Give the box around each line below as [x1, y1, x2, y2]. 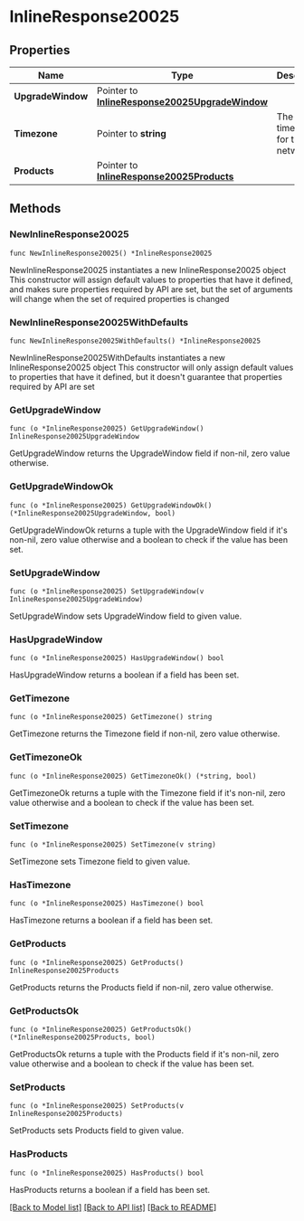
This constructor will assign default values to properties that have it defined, [9, 274, 294, 285]
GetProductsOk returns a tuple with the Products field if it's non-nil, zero [9, 1048, 280, 1059]
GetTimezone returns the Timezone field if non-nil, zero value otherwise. [9, 728, 280, 739]
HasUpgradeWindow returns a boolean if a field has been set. [9, 669, 240, 680]
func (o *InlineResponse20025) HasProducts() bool [9, 1169, 204, 1178]
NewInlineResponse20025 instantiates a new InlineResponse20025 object [9, 264, 287, 275]
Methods [9, 201, 62, 216]
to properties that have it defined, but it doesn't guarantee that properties [9, 371, 283, 382]
